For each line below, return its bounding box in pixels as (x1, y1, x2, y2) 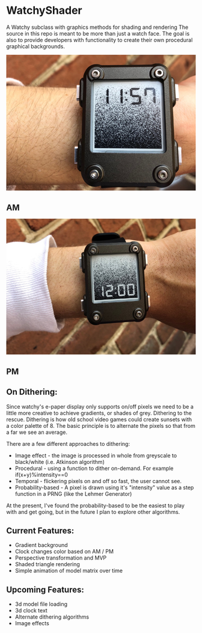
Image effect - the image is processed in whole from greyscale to (14, 452, 177, 459)
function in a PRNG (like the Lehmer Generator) (14, 490, 132, 497)
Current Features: (6, 526, 75, 536)
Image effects (14, 620, 49, 627)
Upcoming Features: (6, 584, 84, 594)
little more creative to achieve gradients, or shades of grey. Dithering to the (6, 409, 192, 416)
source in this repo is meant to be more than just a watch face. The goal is (6, 29, 190, 37)
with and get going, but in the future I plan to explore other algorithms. (6, 508, 180, 515)
